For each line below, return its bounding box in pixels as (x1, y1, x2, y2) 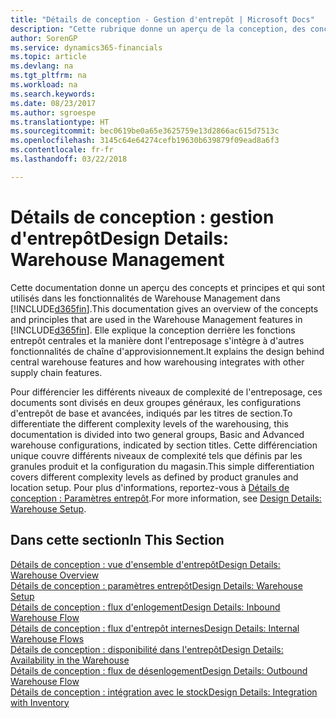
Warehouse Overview (10, 569, 100, 581)
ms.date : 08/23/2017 (10, 98, 97, 108)
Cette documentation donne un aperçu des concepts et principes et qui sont (10, 281, 325, 293)
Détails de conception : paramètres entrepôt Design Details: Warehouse (10, 579, 303, 591)
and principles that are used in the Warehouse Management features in (10, 313, 303, 325)
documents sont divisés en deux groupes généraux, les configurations (10, 396, 302, 408)
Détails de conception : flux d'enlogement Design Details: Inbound (10, 601, 281, 613)
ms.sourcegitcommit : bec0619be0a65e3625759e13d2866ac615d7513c (10, 126, 280, 136)
